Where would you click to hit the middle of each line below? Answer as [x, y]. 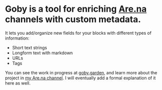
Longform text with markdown [42, 53]
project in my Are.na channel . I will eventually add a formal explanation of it [81, 78]
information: [17, 38]
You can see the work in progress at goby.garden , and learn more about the [81, 72]
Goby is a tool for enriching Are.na [76, 9]
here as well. [18, 83]
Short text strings [30, 47]
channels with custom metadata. [73, 19]
